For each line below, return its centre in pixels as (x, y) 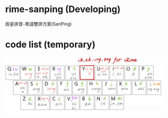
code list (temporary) (50, 45)
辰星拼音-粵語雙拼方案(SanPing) (38, 24)
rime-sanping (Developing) (63, 9)
